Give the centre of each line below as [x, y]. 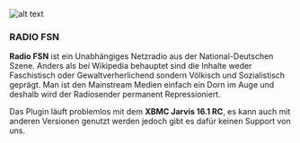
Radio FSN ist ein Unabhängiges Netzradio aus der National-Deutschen [141, 56]
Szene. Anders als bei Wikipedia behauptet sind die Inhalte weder [131, 66]
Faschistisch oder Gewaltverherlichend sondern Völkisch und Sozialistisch [147, 75]
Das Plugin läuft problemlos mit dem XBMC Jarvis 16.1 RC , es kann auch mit [150, 112]
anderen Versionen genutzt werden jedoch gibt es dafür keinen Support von [150, 122]
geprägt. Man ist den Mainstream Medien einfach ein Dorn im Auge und [142, 85]
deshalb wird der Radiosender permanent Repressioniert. [115, 95]
